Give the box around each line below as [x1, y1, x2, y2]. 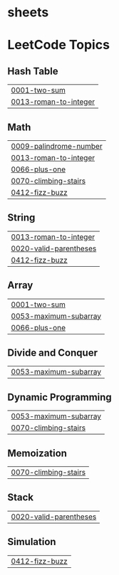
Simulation [7, 536, 56, 548]
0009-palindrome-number [11, 142, 103, 151]
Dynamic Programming [7, 391, 112, 403]
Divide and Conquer [7, 347, 98, 359]
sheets [7, 4, 49, 21]
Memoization [7, 447, 68, 459]
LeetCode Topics [7, 37, 110, 53]
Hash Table [7, 65, 58, 77]
